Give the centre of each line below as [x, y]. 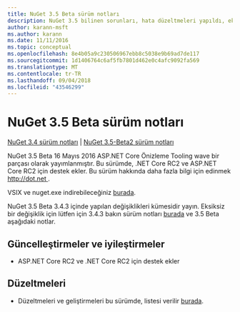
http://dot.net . [29, 178]
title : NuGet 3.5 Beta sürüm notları [64, 14]
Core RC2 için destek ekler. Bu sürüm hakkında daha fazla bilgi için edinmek [119, 171]
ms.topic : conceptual [40, 47]
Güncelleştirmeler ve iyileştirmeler [86, 244]
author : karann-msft [38, 27]
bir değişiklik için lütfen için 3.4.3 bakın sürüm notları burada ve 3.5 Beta [113, 214]
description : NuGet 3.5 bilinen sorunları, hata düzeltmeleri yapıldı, [116, 21]
